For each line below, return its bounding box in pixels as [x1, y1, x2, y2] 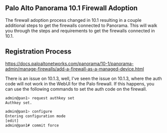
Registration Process [5, 47, 72, 56]
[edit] [5, 119, 19, 124]
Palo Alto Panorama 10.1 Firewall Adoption [5, 4, 138, 12]
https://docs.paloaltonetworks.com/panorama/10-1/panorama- [5, 61, 134, 66]
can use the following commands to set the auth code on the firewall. [5, 86, 147, 92]
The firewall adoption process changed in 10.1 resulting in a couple [5, 17, 142, 23]
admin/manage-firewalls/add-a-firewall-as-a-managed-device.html [5, 66, 145, 71]
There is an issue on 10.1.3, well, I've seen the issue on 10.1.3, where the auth [5, 75, 162, 81]
